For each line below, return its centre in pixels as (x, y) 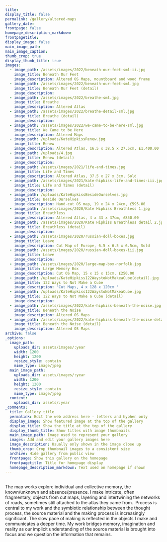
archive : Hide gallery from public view (52, 453)
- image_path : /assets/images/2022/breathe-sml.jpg (64, 97)
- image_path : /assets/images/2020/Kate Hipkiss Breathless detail (81, 223)
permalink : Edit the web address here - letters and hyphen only (79, 416)
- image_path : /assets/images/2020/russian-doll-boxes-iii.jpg (76, 250)
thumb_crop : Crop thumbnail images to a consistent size (70, 449)
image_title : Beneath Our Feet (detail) (56, 88)
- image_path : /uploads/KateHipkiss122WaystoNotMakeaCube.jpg (75, 292)
